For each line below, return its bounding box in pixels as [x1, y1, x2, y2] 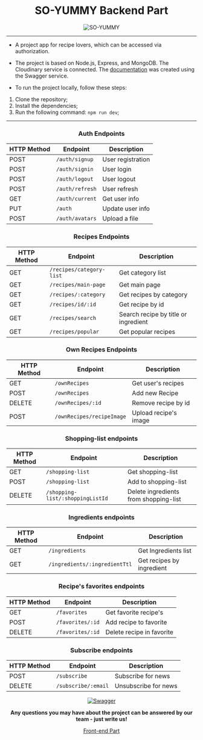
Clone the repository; [14, 95, 68, 103]
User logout [102, 175, 136, 184]
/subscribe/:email [56, 682, 109, 690]
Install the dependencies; [14, 102, 79, 109]
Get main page [118, 280, 161, 288]
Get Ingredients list [138, 547, 192, 555]
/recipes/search [49, 315, 97, 321]
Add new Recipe [132, 388, 179, 397]
